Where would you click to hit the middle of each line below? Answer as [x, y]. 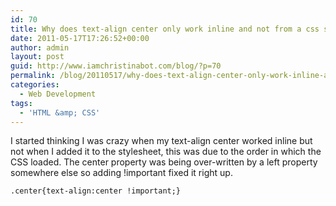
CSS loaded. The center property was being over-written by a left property [164, 162]
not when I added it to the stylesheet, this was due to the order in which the [166, 152]
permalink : [33, 76]
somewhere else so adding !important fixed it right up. [121, 173]
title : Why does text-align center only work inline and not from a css [165, 29]
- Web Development [58, 94]
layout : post [37, 57]
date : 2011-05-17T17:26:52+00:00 [80, 38]
